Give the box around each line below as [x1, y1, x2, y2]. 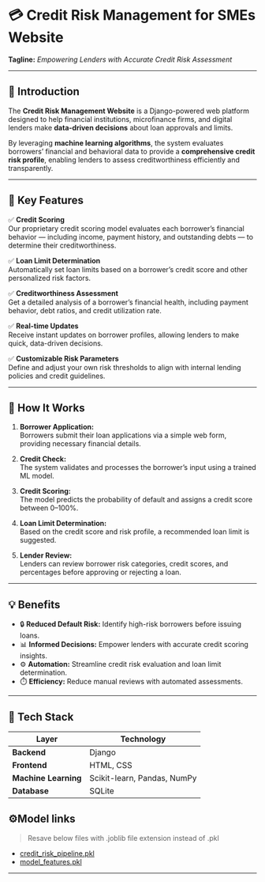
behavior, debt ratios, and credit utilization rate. [8, 305, 162, 315]
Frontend [12, 760, 47, 770]
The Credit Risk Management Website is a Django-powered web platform [8, 106, 250, 115]
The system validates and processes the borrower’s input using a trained [19, 463, 256, 472]
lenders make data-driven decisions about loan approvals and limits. [8, 123, 233, 132]
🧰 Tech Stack [8, 710, 74, 724]
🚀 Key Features [8, 194, 84, 207]
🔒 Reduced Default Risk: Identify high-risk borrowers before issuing [19, 619, 242, 629]
